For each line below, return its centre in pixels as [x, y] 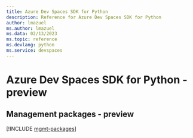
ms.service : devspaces [34, 51]
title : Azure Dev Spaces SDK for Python [57, 12]
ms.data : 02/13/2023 [32, 34]
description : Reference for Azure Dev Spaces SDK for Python [84, 17]
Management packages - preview [70, 115]
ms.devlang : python [30, 45]
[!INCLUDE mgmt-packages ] [41, 128]
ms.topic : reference [32, 39]
